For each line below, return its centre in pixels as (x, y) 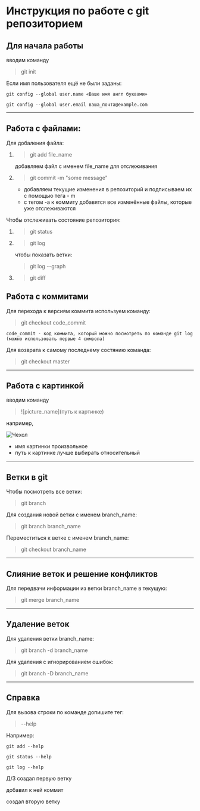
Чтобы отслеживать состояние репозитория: (63, 220)
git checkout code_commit (53, 322)
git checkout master (45, 361)
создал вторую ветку (33, 801)
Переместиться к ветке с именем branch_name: (68, 538)
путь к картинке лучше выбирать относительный (77, 453)
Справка (23, 698)
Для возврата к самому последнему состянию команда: (79, 350)
